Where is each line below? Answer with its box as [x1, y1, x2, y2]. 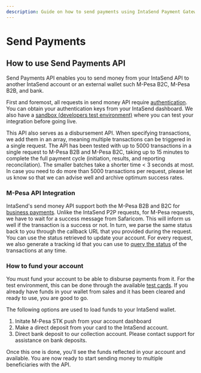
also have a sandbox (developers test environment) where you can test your [6, 111, 194, 119]
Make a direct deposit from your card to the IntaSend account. [14, 324, 169, 331]
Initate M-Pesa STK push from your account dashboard [14, 318, 151, 325]
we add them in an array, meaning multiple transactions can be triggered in [6, 135, 191, 142]
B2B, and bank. [6, 87, 44, 94]
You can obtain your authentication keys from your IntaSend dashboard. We [6, 105, 193, 112]
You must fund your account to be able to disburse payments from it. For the [6, 275, 195, 283]
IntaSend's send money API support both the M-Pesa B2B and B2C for [6, 202, 181, 210]
